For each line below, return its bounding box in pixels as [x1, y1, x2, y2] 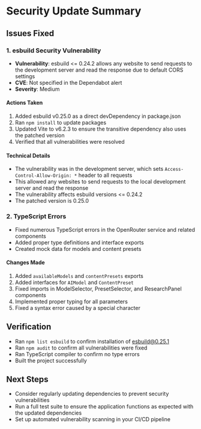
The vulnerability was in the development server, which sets [14, 165, 164, 173]
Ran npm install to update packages [14, 119, 107, 126]
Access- [164, 167, 184, 173]
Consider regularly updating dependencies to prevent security [14, 390, 169, 398]
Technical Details [6, 152, 50, 159]
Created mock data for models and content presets [14, 245, 142, 252]
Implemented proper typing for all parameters [14, 298, 128, 305]
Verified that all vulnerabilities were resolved [14, 138, 125, 146]
